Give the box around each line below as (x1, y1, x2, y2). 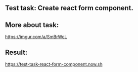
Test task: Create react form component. (5, 4, 134, 12)
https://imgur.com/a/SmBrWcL (5, 34, 67, 40)
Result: (5, 48, 28, 56)
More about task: (5, 21, 59, 29)
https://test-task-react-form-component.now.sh (5, 61, 103, 67)
